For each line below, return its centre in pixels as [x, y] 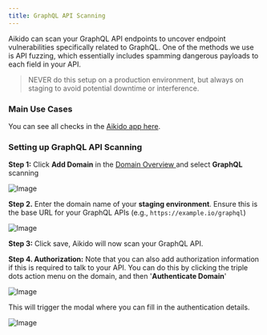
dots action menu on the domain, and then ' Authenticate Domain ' [117, 276]
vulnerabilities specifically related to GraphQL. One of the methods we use [131, 47]
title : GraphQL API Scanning [57, 16]
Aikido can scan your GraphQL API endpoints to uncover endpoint [117, 38]
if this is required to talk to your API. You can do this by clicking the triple [128, 268]
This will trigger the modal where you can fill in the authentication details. [129, 307]
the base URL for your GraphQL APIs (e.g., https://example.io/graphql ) [127, 212]
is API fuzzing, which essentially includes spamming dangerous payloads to [133, 55]
